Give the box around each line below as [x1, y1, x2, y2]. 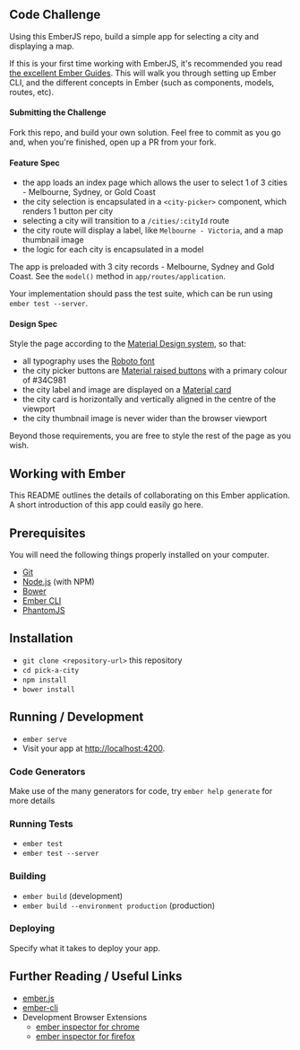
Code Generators [9, 765, 86, 778]
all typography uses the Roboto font [21, 356, 155, 366]
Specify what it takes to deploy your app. [9, 942, 161, 953]
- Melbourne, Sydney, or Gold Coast [21, 187, 156, 198]
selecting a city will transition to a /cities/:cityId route [21, 216, 230, 226]
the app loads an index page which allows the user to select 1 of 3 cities [21, 177, 288, 188]
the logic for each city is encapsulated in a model [21, 244, 204, 255]
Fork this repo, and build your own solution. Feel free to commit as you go [9, 128, 281, 138]
